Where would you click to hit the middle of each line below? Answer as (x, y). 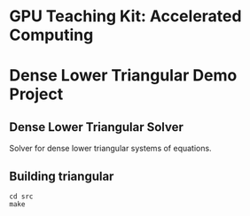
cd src (21, 197)
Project (36, 94)
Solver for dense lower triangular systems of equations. (110, 149)
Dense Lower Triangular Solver (97, 127)
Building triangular (62, 176)
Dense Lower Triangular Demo (123, 76)
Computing (51, 35)
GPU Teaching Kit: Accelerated (125, 16)
